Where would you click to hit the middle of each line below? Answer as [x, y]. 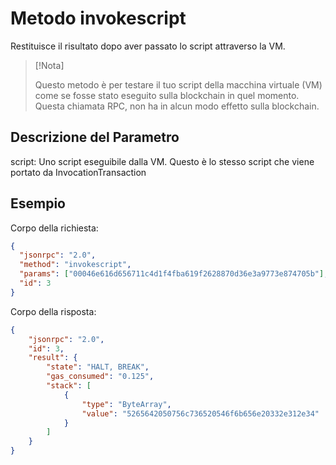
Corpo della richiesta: [54, 228]
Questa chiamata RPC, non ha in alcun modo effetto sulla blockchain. [177, 106]
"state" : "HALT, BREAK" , [98, 367]
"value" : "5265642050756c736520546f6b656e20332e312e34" [200, 413]
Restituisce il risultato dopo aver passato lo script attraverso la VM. [148, 46]
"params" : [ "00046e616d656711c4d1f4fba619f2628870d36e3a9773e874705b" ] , [174, 274]
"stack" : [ [69, 386]
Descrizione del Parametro [95, 137]
